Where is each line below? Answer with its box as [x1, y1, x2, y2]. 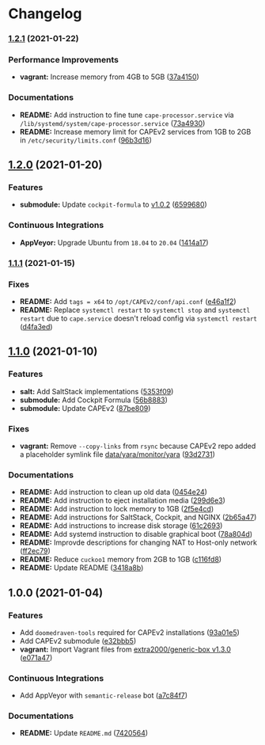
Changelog [8, 5, 82, 23]
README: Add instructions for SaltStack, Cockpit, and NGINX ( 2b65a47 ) [19, 512, 257, 523]
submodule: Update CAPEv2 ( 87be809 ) [19, 403, 151, 412]
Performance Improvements [8, 55, 119, 66]
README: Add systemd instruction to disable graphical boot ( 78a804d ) [19, 530, 253, 539]
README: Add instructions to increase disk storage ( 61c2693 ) [19, 521, 223, 530]
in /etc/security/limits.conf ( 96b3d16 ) [19, 135, 153, 145]
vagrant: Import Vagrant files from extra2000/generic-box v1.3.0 [19, 644, 231, 654]
